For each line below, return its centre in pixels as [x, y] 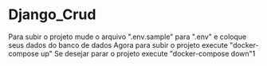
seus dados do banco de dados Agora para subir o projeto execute [118, 45]
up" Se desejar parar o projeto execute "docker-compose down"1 [148, 53]
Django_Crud [52, 15]
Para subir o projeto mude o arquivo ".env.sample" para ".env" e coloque [128, 37]
